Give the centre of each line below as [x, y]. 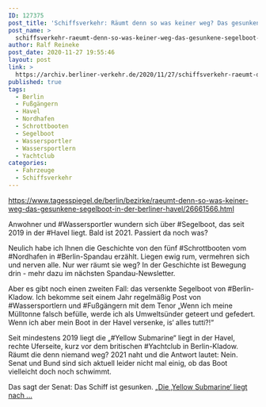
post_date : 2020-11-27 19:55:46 [61, 52]
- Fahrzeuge [35, 171]
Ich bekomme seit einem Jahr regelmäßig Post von [118, 297]
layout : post [30, 60]
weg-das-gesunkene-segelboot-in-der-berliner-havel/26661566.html [122, 209]
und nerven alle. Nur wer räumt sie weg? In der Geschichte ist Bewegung [127, 265]
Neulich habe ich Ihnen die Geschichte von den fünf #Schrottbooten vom [127, 248]
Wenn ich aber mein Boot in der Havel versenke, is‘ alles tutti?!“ [111, 322]
